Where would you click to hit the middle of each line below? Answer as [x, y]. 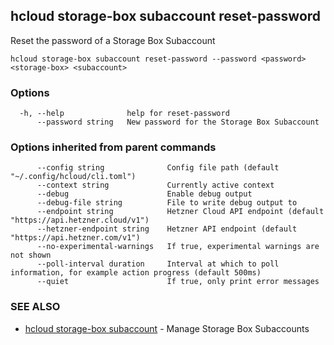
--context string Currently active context [155, 185]
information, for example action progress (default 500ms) [136, 273]
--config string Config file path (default [158, 168]
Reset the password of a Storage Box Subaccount [113, 40]
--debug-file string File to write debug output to [167, 203]
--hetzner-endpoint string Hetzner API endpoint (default [167, 229]
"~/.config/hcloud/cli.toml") [73, 177]
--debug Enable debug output [144, 194]
